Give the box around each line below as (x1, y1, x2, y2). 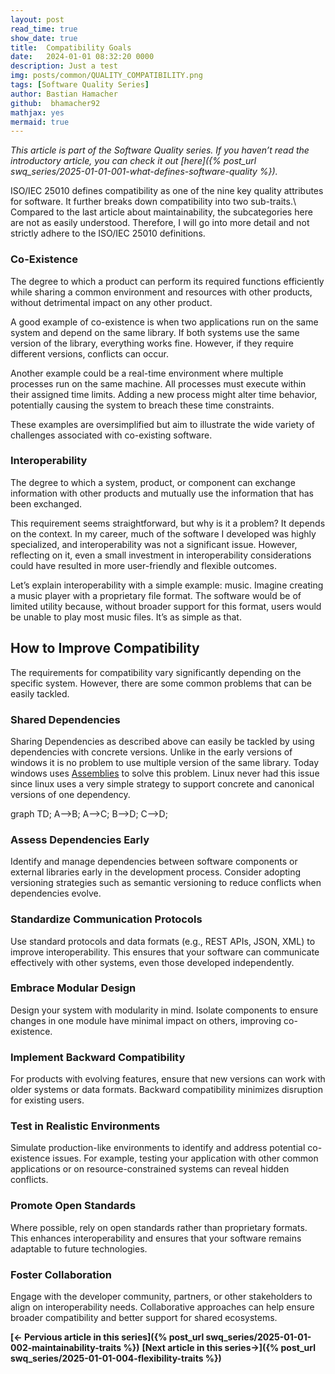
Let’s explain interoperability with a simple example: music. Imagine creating (10, 579, 324, 591)
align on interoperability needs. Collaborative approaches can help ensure (10, 1301, 315, 1313)
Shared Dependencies (10, 712, 121, 726)
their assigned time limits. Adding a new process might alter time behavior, (10, 388, 318, 400)
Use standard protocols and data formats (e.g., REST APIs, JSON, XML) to (10, 935, 316, 947)
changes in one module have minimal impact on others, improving (10, 1014, 282, 1026)
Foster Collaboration (10, 1267, 112, 1281)
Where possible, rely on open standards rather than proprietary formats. (10, 1221, 308, 1233)
